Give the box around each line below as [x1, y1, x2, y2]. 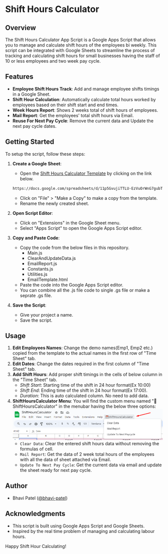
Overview [5, 24, 36, 32]
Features [5, 73, 33, 81]
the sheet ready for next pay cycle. [19, 467, 92, 473]
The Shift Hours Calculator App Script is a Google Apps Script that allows [5, 37, 156, 43]
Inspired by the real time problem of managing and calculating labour [12, 528, 155, 534]
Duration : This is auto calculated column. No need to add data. [19, 393, 149, 399]
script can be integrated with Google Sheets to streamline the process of [5, 48, 155, 53]
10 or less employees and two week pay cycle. [5, 58, 101, 64]
